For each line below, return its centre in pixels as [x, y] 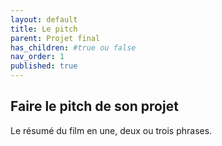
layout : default [44, 19]
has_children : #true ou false [73, 47]
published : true [44, 66]
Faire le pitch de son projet [94, 106]
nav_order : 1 [37, 57]
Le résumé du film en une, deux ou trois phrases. [111, 130]
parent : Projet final [55, 38]
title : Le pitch [44, 29]
